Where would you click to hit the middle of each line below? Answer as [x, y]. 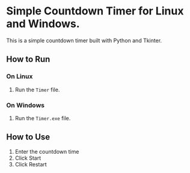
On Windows [26, 105]
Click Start [28, 158]
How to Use [28, 137]
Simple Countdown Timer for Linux [95, 11]
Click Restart [31, 164]
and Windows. [43, 24]
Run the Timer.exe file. [43, 118]
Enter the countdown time [47, 151]
